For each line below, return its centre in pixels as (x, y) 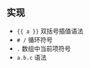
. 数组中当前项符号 (44, 48)
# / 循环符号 (35, 39)
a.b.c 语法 (31, 57)
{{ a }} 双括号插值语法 (50, 31)
